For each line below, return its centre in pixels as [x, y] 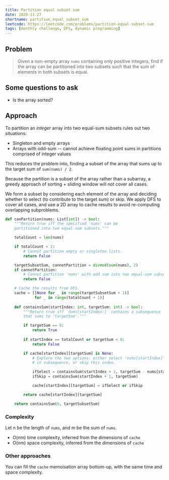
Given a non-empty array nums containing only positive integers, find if [90, 61]
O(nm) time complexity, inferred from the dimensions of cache [76, 437]
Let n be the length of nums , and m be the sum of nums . [61, 428]
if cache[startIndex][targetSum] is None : [68, 353]
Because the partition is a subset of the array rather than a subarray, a [78, 178]
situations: [16, 133]
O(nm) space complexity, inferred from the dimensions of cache [78, 443]
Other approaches [28, 456]
